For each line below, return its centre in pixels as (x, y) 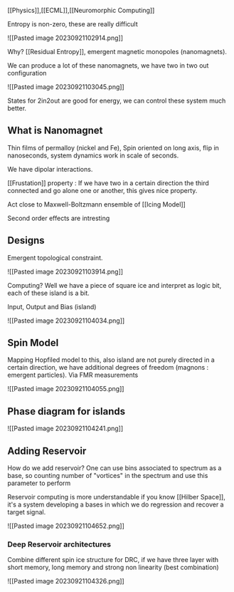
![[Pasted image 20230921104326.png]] (66, 581)
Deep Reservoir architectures (59, 544)
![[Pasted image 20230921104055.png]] (66, 389)
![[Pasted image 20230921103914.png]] (65, 271)
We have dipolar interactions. (50, 169)
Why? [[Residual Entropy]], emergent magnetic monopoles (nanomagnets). (117, 52)
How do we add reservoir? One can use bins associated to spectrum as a (115, 468)
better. (17, 108)
